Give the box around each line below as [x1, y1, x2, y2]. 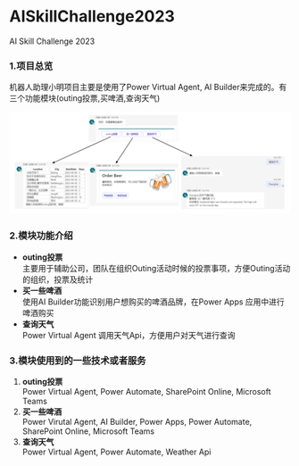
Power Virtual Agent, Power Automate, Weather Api [21, 446, 212, 457]
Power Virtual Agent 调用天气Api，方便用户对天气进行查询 [21, 329, 236, 340]
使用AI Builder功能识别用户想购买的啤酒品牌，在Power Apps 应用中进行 [21, 296, 286, 307]
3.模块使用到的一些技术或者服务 [9, 354, 146, 367]
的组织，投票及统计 [21, 274, 94, 285]
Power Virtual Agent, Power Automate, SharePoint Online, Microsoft [21, 386, 271, 396]
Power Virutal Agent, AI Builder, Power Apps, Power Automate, [21, 416, 253, 427]
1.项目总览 [9, 60, 54, 72]
